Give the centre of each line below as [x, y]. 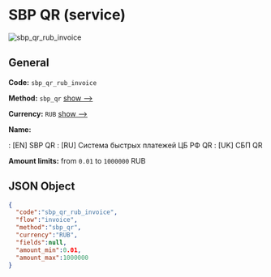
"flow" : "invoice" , [47, 220]
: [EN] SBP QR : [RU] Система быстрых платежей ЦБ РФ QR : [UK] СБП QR [135, 145]
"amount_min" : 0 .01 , [49, 250]
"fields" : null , [41, 242]
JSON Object [42, 187]
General [29, 63]
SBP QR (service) [67, 15]
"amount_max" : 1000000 [52, 258]
